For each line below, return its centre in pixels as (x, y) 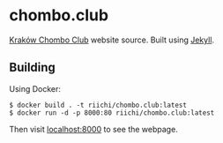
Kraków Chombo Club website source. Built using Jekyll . (111, 40)
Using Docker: (35, 88)
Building (32, 68)
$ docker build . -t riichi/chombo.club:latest (98, 105)
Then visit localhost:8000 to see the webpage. (93, 129)
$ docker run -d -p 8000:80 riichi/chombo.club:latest (112, 113)
